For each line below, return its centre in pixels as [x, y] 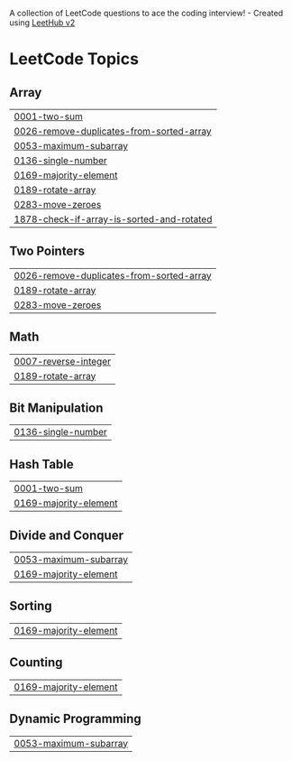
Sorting [31, 606]
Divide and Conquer [67, 535]
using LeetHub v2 [42, 23]
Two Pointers [47, 251]
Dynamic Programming [75, 719]
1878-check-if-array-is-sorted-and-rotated [113, 219]
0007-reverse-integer [62, 361]
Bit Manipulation [56, 408]
